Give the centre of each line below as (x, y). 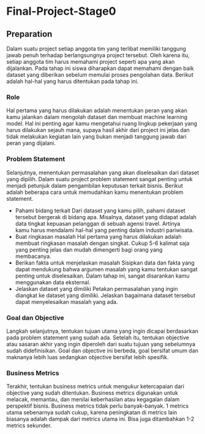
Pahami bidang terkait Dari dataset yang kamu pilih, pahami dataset (100, 211)
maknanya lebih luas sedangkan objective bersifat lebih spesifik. (88, 357)
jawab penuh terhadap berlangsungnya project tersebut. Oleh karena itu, (98, 55)
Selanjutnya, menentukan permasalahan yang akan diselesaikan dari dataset (103, 172)
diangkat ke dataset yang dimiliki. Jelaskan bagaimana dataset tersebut (105, 295)
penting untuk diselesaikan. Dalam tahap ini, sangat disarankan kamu (102, 276)
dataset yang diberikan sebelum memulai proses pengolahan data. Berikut (100, 75)
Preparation (29, 34)
